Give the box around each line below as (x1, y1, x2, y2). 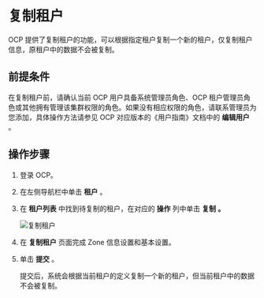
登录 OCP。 (19, 170, 58, 179)
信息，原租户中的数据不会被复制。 (8, 44, 119, 54)
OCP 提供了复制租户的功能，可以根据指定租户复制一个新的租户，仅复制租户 (8, 35, 253, 44)
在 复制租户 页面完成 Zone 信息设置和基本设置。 (19, 237, 176, 247)
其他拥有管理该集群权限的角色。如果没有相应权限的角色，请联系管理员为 (21, 102, 257, 111)
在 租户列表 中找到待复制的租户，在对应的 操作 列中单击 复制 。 (19, 203, 225, 213)
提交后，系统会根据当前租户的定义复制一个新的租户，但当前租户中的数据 (19, 270, 255, 281)
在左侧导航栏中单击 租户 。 (19, 187, 107, 196)
